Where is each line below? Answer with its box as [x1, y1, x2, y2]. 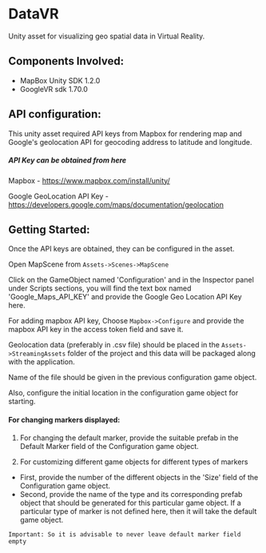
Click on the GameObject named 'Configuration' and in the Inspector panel [8, 275, 254, 285]
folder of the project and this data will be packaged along [67, 349, 256, 359]
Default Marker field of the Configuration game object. [19, 441, 200, 451]
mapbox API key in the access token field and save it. [8, 325, 184, 335]
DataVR [8, 5, 59, 23]
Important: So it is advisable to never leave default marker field [8, 530, 241, 539]
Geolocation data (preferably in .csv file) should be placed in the [8, 340, 220, 350]
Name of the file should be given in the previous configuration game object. [8, 373, 257, 383]
